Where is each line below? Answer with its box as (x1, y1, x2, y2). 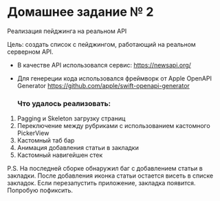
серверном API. (7, 47, 54, 56)
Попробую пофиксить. (7, 187, 74, 195)
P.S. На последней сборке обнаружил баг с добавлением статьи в (7, 165, 203, 173)
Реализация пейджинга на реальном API (7, 27, 127, 35)
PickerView (16, 129, 49, 138)
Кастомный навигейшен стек (16, 151, 103, 159)
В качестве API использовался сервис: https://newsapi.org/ (16, 61, 191, 69)
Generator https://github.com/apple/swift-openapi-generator (16, 81, 190, 89)
